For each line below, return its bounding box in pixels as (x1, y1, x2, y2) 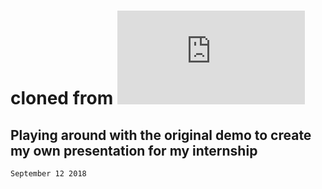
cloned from (10, 87, 114, 110)
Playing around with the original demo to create (10, 126, 312, 144)
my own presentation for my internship (10, 142, 258, 159)
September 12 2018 (10, 169, 87, 179)
